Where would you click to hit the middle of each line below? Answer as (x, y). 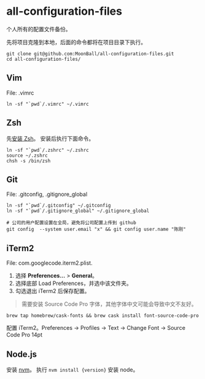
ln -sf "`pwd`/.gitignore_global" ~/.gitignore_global (78, 211)
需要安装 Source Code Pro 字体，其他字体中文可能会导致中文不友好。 (109, 304)
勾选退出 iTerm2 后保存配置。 (52, 291)
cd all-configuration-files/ (44, 59)
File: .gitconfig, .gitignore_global (47, 194)
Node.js (22, 354)
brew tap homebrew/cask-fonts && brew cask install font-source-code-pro (103, 316)
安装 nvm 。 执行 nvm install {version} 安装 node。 (72, 369)
